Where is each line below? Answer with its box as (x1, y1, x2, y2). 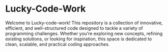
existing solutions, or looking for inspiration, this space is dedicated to (5, 36, 152, 42)
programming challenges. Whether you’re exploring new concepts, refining (5, 30, 163, 36)
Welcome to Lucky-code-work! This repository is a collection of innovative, (5, 20, 163, 26)
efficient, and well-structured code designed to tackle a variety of (5, 25, 144, 31)
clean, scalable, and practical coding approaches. (5, 41, 110, 47)
